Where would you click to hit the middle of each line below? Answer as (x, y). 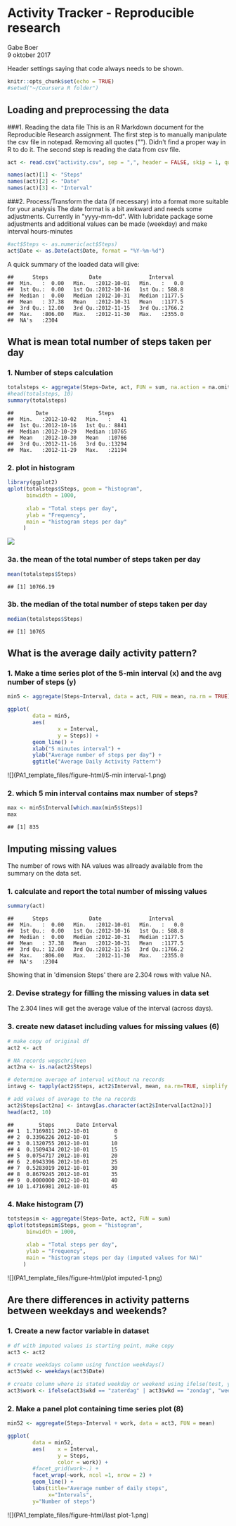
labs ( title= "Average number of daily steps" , (100, 1489)
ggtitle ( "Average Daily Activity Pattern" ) (97, 762)
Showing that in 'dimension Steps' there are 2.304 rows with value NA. (110, 975)
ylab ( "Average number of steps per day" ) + (97, 755)
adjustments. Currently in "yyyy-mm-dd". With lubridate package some (110, 216)
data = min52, (53, 1442)
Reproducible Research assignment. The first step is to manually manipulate (117, 134)
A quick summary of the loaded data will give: (73, 264)
